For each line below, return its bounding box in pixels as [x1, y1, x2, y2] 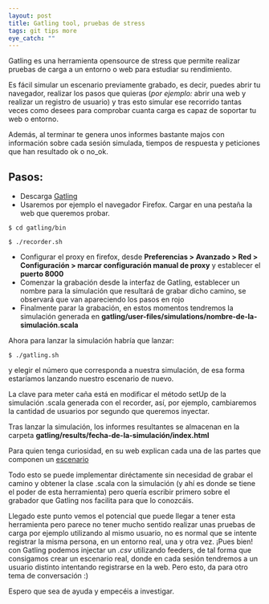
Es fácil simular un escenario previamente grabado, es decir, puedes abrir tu [8, 80, 261, 90]
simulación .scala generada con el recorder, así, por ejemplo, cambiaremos [8, 398, 257, 407]
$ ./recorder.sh [8, 238, 63, 246]
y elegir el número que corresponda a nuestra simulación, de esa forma [8, 366, 245, 375]
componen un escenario [8, 455, 89, 464]
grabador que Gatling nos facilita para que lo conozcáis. [8, 496, 194, 505]
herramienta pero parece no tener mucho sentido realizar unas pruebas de [8, 520, 255, 529]
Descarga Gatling [19, 192, 78, 201]
